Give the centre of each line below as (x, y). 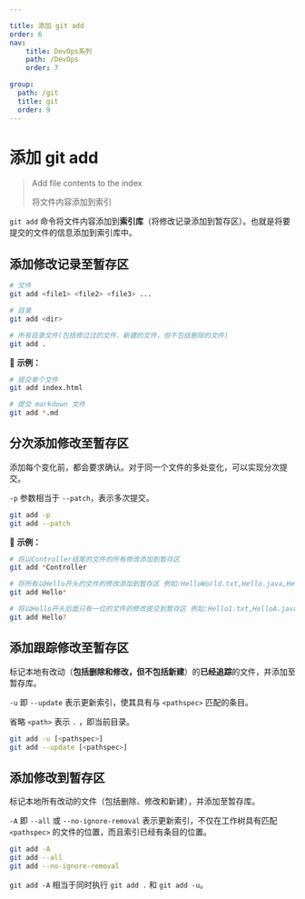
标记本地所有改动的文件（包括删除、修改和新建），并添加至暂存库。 (135, 802)
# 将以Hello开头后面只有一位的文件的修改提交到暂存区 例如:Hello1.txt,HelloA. (145, 609)
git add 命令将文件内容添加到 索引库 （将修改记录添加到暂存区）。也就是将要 (150, 221)
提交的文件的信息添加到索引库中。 (73, 233)
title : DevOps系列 (59, 51)
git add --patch (40, 524)
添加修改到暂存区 (57, 778)
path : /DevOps (52, 60)
